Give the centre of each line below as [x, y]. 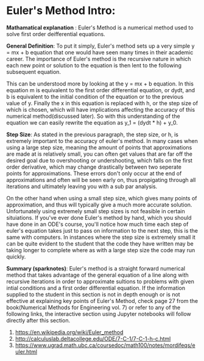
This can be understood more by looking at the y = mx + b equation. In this [100, 84]
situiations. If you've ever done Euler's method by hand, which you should [99, 217]
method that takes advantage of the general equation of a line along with [97, 275]
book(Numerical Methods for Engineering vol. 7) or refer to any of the [93, 307]
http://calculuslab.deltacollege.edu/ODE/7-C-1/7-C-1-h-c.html [93, 338]
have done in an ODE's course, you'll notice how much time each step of [97, 224]
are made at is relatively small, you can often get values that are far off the [100, 154]
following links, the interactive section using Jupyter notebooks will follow [99, 314]
